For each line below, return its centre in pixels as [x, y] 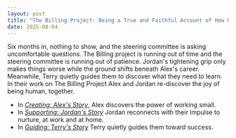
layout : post [26, 14]
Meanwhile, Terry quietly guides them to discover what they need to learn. [115, 76]
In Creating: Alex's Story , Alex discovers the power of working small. [117, 105]
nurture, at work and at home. [60, 120]
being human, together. [41, 91]
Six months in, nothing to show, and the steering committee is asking [107, 47]
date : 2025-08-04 [33, 27]
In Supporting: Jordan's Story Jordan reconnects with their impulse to [119, 112]
